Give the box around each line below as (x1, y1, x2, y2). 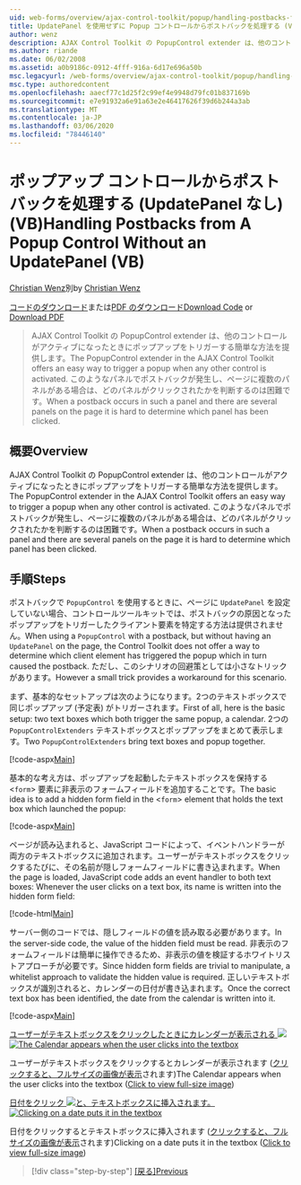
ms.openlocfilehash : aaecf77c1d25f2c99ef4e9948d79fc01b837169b (9, 88, 251, 97)
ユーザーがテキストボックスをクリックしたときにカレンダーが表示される (9, 1029, 276, 1040)
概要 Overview (9, 443, 89, 459)
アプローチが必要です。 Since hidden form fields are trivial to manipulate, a (16, 961, 291, 971)
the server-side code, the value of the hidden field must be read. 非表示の (9, 938, 282, 949)
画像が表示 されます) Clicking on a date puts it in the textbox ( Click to (39, 1137, 291, 1148)
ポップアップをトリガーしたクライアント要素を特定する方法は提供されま (9, 619, 276, 630)
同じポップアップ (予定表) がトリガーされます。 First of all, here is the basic (9, 702, 286, 714)
